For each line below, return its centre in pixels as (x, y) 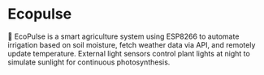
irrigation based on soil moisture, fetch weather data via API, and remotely (132, 44)
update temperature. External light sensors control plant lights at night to (129, 53)
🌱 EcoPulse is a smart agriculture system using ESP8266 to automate (123, 36)
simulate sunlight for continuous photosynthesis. (89, 62)
